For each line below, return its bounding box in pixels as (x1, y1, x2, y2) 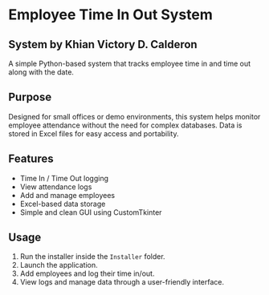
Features (8, 152, 54, 166)
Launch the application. (19, 261, 98, 270)
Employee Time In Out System (8, 6, 213, 24)
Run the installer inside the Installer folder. (19, 252, 166, 261)
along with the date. (8, 67, 75, 77)
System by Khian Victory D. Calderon (8, 38, 198, 51)
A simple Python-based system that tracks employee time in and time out (8, 59, 251, 68)
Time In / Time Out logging (19, 173, 109, 183)
